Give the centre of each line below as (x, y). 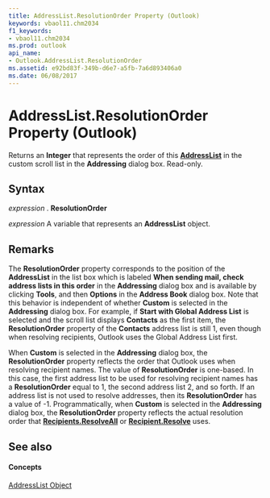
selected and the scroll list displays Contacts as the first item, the (117, 320)
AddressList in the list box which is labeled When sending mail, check (126, 277)
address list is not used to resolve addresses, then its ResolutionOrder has (133, 396)
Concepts (25, 467)
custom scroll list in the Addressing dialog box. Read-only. (106, 164)
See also (30, 447)
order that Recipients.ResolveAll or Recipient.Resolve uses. (110, 421)
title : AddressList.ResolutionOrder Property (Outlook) (104, 16)
